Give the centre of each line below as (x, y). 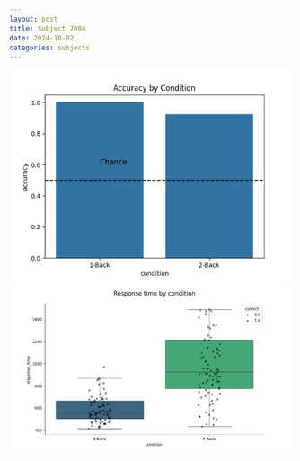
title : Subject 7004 (48, 28)
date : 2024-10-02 (42, 38)
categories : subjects (50, 48)
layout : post (34, 19)
